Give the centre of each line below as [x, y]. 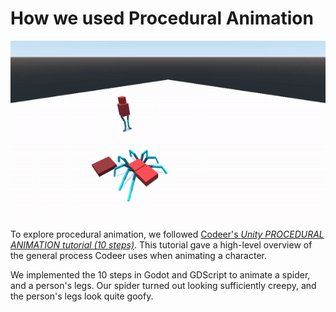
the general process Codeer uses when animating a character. [138, 255]
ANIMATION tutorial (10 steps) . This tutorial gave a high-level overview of [161, 244]
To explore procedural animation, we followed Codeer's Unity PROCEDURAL [167, 234]
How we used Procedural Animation [162, 18]
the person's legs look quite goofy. [82, 296]
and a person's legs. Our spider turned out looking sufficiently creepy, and [163, 285]
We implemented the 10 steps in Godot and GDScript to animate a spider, [160, 274]
